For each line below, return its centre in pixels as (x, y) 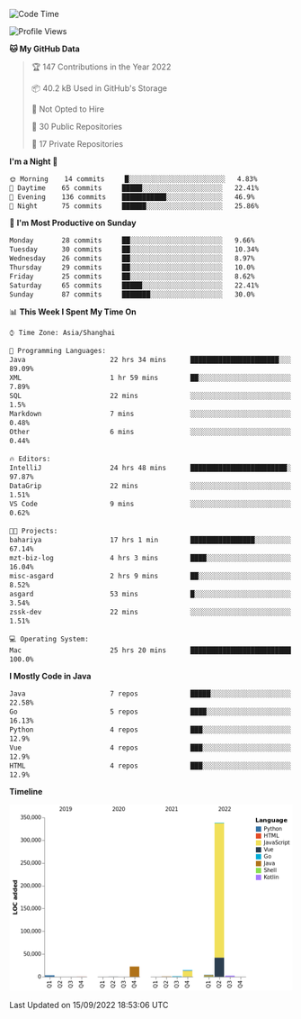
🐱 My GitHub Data (45, 49)
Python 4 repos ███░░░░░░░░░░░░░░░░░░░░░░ (150, 730)
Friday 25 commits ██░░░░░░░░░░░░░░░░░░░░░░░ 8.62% (132, 277)
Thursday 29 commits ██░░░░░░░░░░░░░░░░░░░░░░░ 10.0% (132, 268)
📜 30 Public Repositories (77, 127)
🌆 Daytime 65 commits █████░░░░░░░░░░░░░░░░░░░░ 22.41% (134, 188)
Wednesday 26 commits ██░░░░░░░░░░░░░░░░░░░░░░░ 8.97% (132, 259)
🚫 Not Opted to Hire (68, 109)
